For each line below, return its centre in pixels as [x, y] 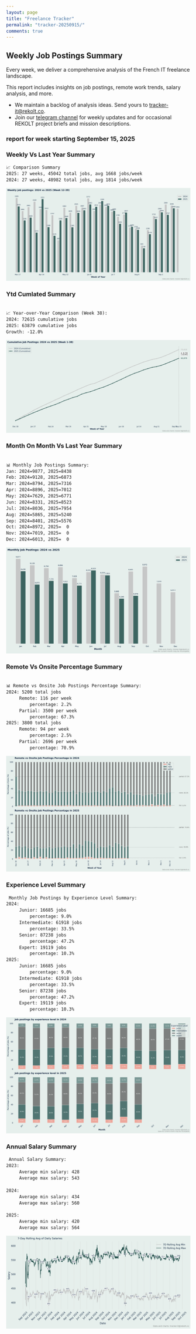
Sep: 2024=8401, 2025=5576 [39, 521]
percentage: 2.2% [51, 704]
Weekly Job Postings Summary [64, 56]
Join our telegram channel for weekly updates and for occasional [93, 117]
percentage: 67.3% [52, 717]
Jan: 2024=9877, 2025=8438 [39, 471]
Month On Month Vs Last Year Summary [64, 446]
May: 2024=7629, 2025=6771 [39, 496]
